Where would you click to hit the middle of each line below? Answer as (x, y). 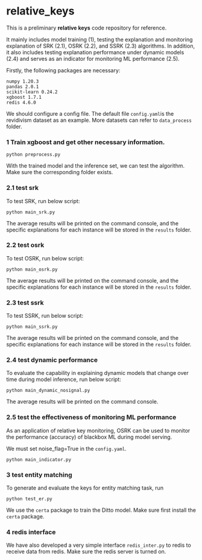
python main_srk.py (31, 212)
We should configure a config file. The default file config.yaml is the (90, 113)
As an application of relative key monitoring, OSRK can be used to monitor (98, 430)
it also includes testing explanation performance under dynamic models (95, 52)
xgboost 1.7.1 (24, 97)
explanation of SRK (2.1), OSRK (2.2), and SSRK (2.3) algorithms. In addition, (100, 46)
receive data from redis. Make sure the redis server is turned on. (86, 552)
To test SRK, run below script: (43, 201)
